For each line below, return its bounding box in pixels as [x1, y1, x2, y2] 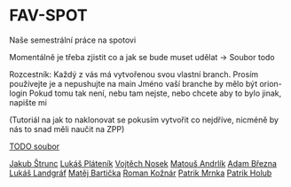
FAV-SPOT [9, 5, 88, 26]
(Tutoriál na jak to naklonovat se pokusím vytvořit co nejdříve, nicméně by [9, 114, 279, 125]
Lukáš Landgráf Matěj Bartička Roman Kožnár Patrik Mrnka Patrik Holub [9, 168, 272, 178]
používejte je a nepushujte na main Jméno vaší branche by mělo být [9, 78, 258, 89]
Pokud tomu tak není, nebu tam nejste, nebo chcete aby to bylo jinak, [28, 88, 282, 98]
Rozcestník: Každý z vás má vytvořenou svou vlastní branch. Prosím [9, 68, 259, 80]
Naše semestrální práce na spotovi [9, 35, 137, 45]
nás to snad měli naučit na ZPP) [9, 123, 125, 134]
